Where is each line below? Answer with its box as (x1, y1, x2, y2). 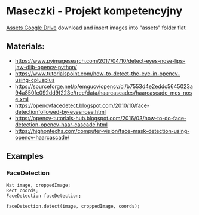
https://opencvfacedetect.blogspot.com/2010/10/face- (14, 102, 150, 109)
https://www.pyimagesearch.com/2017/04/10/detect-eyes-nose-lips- (14, 57, 186, 64)
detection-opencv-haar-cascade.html (14, 121, 108, 128)
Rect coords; (6, 187, 39, 194)
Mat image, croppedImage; (6, 183, 71, 189)
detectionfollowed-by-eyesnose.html (14, 108, 106, 115)
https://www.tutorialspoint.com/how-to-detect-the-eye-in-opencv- (14, 70, 180, 77)
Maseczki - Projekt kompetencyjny (6, 4, 183, 18)
